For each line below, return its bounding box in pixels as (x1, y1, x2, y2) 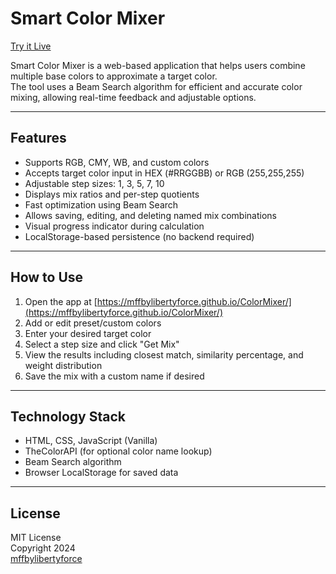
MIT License (10, 532, 62, 544)
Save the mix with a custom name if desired (24, 370, 205, 382)
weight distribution (24, 359, 103, 371)
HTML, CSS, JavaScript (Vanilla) (24, 435, 158, 447)
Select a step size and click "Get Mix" (24, 338, 180, 350)
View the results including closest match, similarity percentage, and (24, 348, 304, 361)
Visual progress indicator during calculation (24, 220, 205, 232)
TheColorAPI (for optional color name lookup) (24, 445, 213, 457)
